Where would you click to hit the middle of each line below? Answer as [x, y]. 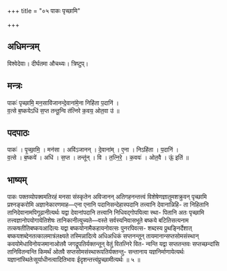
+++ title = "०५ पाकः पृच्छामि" [44, 11]
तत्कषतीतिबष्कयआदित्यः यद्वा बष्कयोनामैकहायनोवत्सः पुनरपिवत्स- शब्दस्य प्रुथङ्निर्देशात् [100, 228]
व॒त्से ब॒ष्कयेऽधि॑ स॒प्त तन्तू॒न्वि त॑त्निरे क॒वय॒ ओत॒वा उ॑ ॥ [63, 110]
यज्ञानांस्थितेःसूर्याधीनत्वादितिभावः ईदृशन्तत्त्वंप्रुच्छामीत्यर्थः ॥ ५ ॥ [74, 260]
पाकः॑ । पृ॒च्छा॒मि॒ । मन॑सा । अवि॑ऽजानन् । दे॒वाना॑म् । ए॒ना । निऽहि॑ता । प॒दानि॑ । [93, 149]
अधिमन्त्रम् [23, 46]
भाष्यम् [17, 180]
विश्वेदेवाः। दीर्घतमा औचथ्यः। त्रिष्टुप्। [48, 64]
